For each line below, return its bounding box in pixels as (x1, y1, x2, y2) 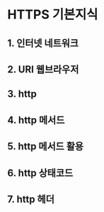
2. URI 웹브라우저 (7, 63, 79, 75)
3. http (7, 88, 37, 100)
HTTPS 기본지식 (7, 6, 98, 23)
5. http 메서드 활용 (7, 140, 83, 153)
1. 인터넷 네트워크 (7, 37, 79, 49)
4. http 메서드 (7, 114, 65, 126)
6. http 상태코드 (7, 166, 74, 179)
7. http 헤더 (7, 193, 55, 205)
